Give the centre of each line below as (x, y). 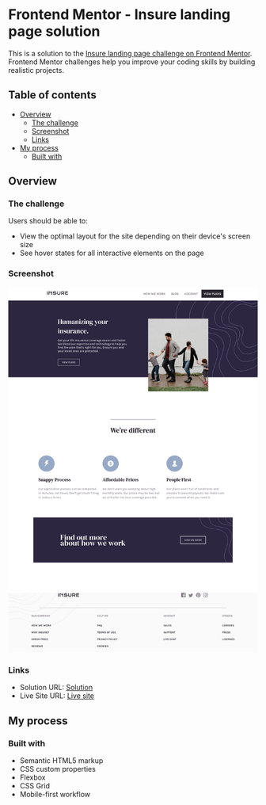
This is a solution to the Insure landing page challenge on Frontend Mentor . (130, 53)
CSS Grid (34, 786)
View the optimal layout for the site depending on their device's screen (135, 236)
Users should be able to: (48, 221)
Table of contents (52, 95)
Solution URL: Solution (56, 688)
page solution (54, 31)
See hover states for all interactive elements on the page (112, 253)
